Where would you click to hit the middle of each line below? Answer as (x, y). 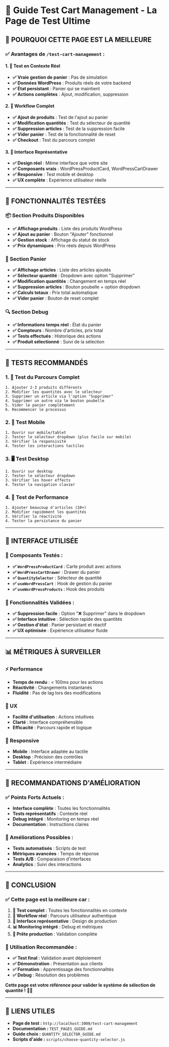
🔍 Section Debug (27, 312)
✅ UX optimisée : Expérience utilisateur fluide (60, 630)
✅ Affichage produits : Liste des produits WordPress (67, 228)
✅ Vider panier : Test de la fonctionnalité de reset (64, 134)
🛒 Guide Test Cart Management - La (81, 10)
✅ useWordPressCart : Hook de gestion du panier (62, 583)
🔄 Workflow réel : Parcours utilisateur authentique (64, 915)
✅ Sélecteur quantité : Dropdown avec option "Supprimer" (73, 276)
